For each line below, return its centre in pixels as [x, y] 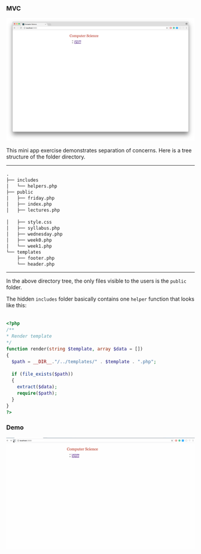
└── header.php [36, 264]
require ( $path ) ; [37, 393]
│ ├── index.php [29, 204]
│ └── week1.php [29, 246]
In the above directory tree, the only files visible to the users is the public [96, 281]
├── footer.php [36, 258]
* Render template [29, 336]
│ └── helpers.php [32, 186]
